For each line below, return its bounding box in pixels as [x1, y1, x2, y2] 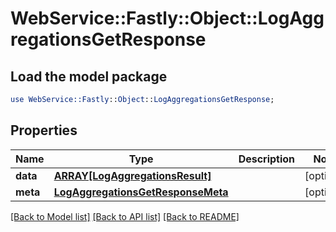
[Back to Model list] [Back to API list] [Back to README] [10, 210, 240, 222]
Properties [10, 122, 78, 139]
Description [238, 152, 296, 166]
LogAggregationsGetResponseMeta [53, 185, 229, 199]
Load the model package [10, 68, 168, 85]
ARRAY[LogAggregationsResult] [53, 168, 212, 182]
